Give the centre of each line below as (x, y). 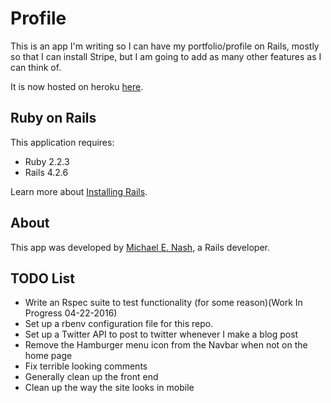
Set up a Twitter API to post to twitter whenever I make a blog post (161, 334)
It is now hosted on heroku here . (77, 86)
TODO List (42, 278)
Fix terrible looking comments (86, 366)
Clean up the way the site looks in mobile (109, 388)
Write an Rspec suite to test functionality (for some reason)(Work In (163, 303)
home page (48, 356)
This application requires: (62, 142)
